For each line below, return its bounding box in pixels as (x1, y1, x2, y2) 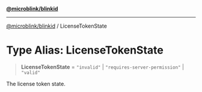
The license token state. (6, 80, 66, 87)
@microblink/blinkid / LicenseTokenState (6, 22, 107, 29)
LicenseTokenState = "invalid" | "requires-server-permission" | (20, 63, 185, 70)
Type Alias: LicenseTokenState (6, 43, 164, 57)
